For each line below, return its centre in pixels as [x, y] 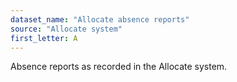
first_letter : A [44, 38]
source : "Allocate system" [66, 29]
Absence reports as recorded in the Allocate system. [119, 67]
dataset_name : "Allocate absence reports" [100, 19]
